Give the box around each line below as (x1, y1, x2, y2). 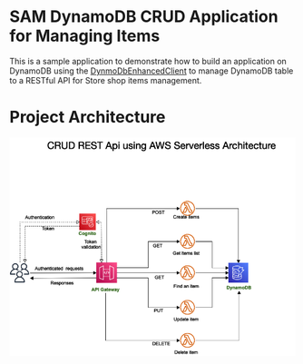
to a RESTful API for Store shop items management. (9, 74, 202, 85)
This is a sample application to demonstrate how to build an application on (9, 55, 288, 66)
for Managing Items (9, 25, 161, 46)
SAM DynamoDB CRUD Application (9, 6, 279, 27)
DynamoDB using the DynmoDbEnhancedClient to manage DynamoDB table (9, 65, 294, 76)
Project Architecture (9, 107, 166, 128)
